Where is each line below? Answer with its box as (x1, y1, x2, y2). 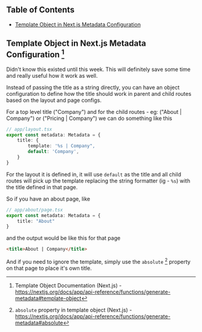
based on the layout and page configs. (6, 96, 102, 104)
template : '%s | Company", (28, 143, 96, 149)
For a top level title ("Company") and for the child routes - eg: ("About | (6, 108, 182, 115)
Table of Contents (6, 5, 75, 15)
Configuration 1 (6, 48, 65, 60)
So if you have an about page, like (6, 195, 90, 202)
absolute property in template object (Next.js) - (14, 306, 132, 313)
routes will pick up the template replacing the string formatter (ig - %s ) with (6, 177, 191, 184)
